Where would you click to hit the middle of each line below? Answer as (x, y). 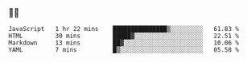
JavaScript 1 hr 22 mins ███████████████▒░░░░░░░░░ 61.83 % (124, 29)
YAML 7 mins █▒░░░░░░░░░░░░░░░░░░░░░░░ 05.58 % (124, 50)
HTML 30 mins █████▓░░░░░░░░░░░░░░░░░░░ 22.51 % (124, 36)
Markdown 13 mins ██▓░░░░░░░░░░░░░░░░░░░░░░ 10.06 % (124, 43)
